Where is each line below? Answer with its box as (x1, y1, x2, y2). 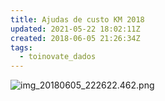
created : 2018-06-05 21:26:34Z (10, 33, 141, 43)
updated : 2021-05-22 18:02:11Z (10, 24, 141, 34)
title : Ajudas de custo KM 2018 (10, 14, 145, 25)
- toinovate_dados (19, 52, 97, 62)
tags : (10, 42, 33, 53)
